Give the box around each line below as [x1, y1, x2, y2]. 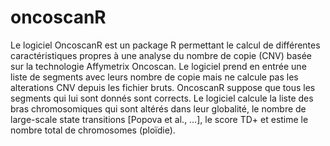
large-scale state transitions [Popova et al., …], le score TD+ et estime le [10, 113, 309, 125]
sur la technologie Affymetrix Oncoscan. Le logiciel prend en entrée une [10, 60, 307, 72]
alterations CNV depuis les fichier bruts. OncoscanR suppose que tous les [10, 81, 316, 93]
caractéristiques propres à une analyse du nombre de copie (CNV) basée [10, 49, 313, 61]
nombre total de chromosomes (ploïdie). [10, 124, 176, 136]
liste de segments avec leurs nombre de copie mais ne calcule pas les [10, 71, 299, 83]
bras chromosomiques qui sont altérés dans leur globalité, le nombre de [10, 102, 307, 115]
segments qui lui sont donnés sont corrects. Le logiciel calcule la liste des [10, 92, 314, 104]
